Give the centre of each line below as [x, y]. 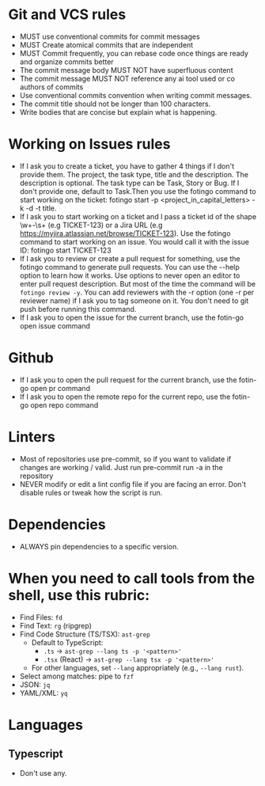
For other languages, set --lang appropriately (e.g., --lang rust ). [138, 667]
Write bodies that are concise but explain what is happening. [118, 112]
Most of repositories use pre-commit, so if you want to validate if [125, 459]
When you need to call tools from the [132, 578]
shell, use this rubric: [79, 595]
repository [36, 476]
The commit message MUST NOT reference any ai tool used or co [127, 78]
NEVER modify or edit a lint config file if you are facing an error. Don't [133, 484]
